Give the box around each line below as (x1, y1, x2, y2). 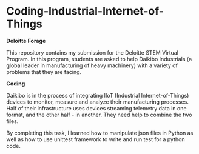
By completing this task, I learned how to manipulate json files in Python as (6, 129, 194, 136)
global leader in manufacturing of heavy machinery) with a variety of (6, 62, 178, 69)
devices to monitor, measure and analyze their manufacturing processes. (6, 98, 189, 105)
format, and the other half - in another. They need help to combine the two (6, 111, 192, 118)
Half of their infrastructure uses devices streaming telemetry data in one (6, 104, 187, 112)
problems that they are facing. (6, 68, 82, 75)
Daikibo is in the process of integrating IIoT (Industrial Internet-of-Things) (6, 92, 189, 99)
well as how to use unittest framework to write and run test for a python (6, 135, 185, 143)
